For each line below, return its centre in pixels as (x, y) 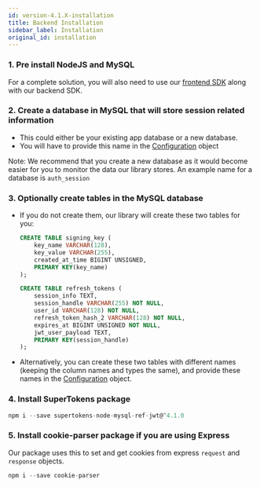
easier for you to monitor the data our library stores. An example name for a (130, 169)
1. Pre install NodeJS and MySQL (71, 65)
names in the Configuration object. (75, 379)
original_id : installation (52, 37)
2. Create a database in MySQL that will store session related (126, 111)
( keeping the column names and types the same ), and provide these (130, 371)
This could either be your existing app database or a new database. (128, 137)
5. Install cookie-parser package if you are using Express (119, 435)
